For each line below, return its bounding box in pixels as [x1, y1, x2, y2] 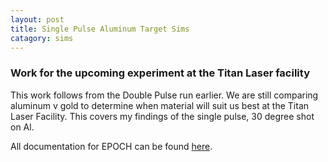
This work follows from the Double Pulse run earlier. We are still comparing [10, 89, 319, 101]
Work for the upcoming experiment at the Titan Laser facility [10, 66, 310, 80]
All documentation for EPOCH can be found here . [10, 140, 213, 152]
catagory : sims [10, 33, 74, 43]
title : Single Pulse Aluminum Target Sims [10, 24, 190, 34]
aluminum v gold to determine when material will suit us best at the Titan [10, 99, 310, 111]
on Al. [10, 121, 35, 133]
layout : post [10, 14, 65, 25]
